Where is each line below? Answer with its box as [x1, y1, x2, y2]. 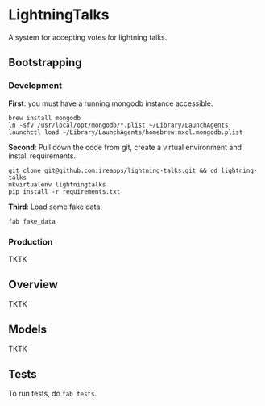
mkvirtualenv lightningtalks [8, 180, 106, 189]
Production [8, 236, 53, 247]
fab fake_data [8, 217, 56, 225]
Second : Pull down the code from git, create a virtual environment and [8, 142, 242, 152]
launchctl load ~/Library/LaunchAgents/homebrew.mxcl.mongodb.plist [8, 128, 243, 136]
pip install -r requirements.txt [8, 187, 121, 195]
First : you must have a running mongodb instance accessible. [8, 98, 213, 108]
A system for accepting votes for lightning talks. [8, 32, 168, 42]
